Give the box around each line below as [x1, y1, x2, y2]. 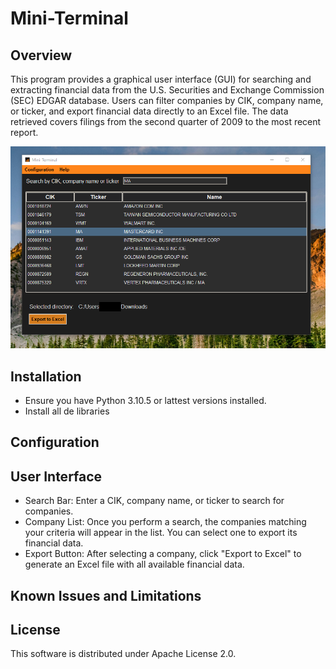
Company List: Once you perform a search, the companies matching [24, 516, 307, 528]
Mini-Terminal [10, 7, 129, 30]
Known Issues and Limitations [10, 587, 202, 604]
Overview [10, 47, 73, 64]
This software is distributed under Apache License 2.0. [10, 648, 237, 660]
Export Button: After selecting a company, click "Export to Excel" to [24, 548, 302, 560]
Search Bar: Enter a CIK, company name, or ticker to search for [24, 495, 285, 507]
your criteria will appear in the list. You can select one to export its [24, 527, 298, 539]
